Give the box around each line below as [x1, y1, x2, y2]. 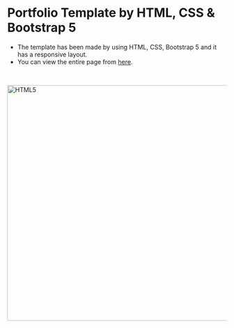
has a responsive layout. [17, 50, 88, 59]
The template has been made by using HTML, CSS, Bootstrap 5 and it [17, 43, 217, 51]
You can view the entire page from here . [17, 57, 133, 66]
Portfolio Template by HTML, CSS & [7, 5, 215, 21]
